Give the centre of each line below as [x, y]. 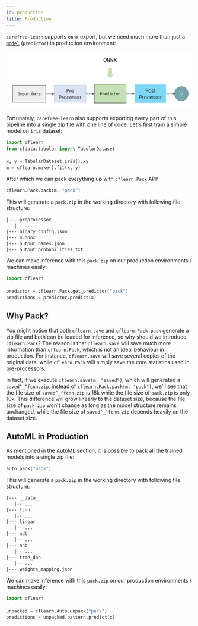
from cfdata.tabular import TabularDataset [61, 149]
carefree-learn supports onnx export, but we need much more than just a [96, 36]
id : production [25, 12]
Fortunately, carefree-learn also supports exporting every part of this [91, 118]
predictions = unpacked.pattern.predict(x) [61, 617]
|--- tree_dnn [24, 558]
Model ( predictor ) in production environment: [61, 43]
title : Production [29, 19]
